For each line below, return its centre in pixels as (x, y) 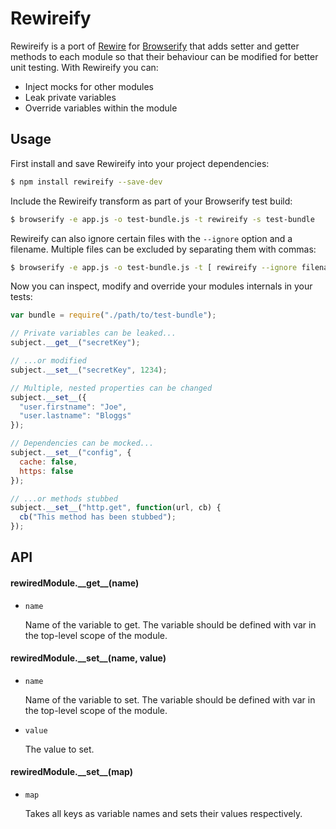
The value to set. (59, 749)
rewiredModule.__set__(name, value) (88, 658)
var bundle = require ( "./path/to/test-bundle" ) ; (113, 315)
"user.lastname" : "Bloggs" (75, 416)
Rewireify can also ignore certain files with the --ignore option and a (151, 238)
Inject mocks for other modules (89, 86)
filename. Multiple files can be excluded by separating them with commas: (163, 249)
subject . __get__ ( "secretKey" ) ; (75, 343)
